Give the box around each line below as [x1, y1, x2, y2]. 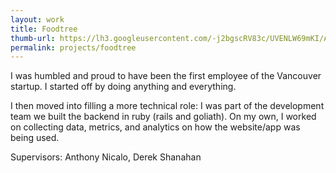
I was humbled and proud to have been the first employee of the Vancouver [10, 70, 322, 82]
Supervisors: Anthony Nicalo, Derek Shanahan [10, 151, 202, 163]
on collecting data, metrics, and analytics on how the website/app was [10, 121, 301, 133]
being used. [10, 132, 60, 144]
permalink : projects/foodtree [10, 42, 137, 53]
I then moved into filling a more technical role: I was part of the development [10, 100, 325, 112]
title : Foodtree [10, 24, 78, 34]
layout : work [10, 14, 65, 25]
